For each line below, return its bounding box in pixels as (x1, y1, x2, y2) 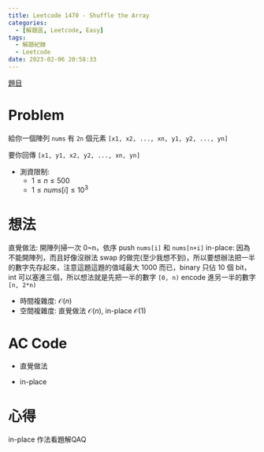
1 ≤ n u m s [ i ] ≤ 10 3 (31, 184, 89, 195)
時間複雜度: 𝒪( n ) (19, 297, 73, 306)
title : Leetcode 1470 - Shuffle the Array (8, 11, 150, 20)
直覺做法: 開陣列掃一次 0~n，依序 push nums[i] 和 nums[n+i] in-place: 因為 (8, 243, 251, 252)
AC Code (8, 334, 68, 352)
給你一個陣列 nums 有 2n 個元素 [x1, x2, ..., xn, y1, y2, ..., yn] (8, 133, 229, 143)
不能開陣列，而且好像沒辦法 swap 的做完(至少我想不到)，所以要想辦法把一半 (8, 253, 256, 263)
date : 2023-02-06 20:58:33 (8, 56, 97, 64)
